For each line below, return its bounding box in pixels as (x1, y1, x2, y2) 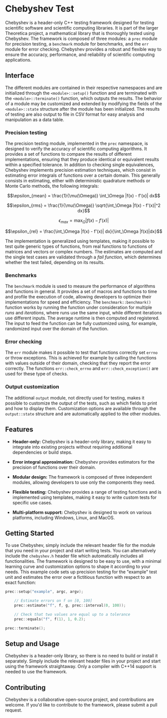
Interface (5, 71, 34, 80)
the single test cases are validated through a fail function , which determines (5, 254, 161, 260)
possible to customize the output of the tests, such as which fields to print (5, 400, 158, 406)
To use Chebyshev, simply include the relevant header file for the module (5, 542, 156, 548)
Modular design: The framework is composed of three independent (12, 474, 152, 480)
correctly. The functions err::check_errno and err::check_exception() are (5, 366, 159, 372)
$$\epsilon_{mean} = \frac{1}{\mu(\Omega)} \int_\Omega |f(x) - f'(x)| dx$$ (7, 193, 161, 199)
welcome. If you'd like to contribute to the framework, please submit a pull (5, 702, 158, 708)
